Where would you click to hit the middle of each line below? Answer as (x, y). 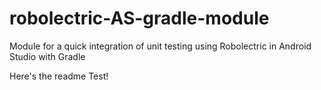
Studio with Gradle (47, 56)
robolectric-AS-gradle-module (139, 18)
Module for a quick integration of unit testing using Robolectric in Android (160, 46)
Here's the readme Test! (59, 76)
